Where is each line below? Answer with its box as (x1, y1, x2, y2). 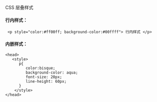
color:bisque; (25, 65, 56, 71)
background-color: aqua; (25, 70, 78, 75)
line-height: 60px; (25, 79, 67, 84)
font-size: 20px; (25, 75, 62, 80)
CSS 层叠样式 (5, 5, 34, 10)
